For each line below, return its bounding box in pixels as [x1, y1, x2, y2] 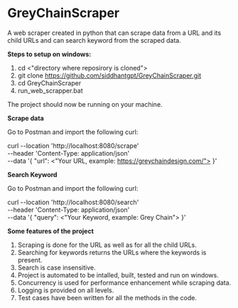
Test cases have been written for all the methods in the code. [17, 293, 198, 302]
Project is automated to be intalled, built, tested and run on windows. [17, 270, 219, 279]
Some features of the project [7, 226, 94, 235]
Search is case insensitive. [17, 263, 96, 272]
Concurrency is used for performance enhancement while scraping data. [17, 278, 232, 287]
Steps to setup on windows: [7, 50, 92, 58]
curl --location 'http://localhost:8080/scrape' [7, 141, 139, 150]
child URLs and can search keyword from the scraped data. [7, 36, 181, 44]
